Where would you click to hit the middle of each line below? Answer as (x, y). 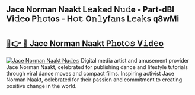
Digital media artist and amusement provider (135, 60)
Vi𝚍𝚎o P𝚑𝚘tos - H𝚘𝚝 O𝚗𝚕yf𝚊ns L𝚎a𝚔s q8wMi (93, 19)
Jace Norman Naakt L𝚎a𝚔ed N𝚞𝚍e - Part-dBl (90, 10)
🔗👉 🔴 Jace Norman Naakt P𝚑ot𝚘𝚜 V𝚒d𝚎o (85, 43)
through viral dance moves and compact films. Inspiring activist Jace (90, 73)
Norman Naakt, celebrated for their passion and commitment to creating (94, 80)
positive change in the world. (41, 86)
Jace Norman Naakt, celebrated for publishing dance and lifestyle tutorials (97, 67)
